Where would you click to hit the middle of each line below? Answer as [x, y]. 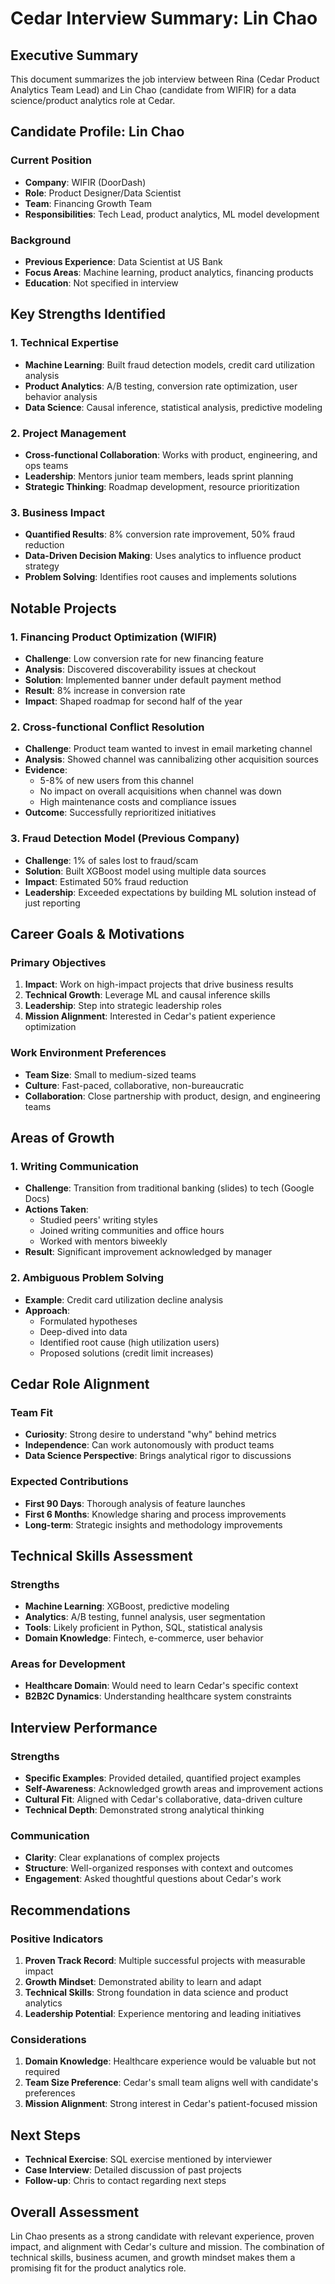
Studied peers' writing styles [98, 1220]
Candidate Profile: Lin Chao [97, 132]
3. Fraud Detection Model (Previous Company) [125, 839]
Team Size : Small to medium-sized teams [110, 1074]
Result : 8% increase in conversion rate [105, 690]
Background [41, 240]
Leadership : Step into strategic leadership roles [123, 1006]
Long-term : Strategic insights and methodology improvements [153, 1524]
